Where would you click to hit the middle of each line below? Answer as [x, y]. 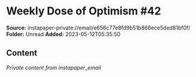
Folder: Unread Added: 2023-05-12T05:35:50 [64, 34]
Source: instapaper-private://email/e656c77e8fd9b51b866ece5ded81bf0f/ [98, 28]
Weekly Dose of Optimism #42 [84, 11]
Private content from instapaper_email [54, 67]
